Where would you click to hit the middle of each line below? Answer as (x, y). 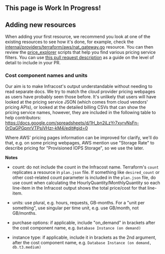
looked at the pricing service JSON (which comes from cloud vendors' (77, 102)
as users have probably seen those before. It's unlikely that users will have (81, 97)
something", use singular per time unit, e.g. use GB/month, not (75, 208)
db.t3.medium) (27, 247)
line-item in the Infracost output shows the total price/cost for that (79, 188)
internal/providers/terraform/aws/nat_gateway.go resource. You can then (79, 47)
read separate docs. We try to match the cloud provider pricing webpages (80, 91)
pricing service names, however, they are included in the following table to (81, 112)
